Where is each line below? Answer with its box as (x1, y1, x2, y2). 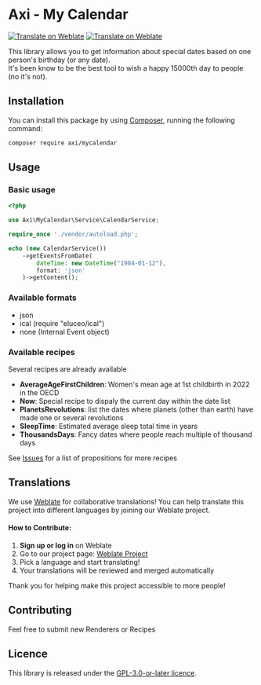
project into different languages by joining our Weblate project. (8, 505, 210, 515)
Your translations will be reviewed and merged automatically (19, 566, 215, 575)
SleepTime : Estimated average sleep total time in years (19, 421, 198, 430)
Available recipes (8, 346, 76, 357)
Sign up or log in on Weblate (19, 540, 112, 550)
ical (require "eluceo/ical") (19, 318, 105, 328)
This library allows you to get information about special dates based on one (8, 46, 252, 56)
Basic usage (8, 184, 56, 195)
